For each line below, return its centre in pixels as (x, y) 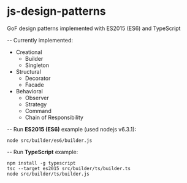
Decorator (38, 78)
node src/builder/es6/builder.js (50, 140)
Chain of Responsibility (54, 117)
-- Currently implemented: (40, 40)
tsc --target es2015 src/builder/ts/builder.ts (69, 168)
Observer (37, 98)
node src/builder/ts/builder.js (48, 174)
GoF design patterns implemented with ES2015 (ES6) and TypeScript (94, 28)
